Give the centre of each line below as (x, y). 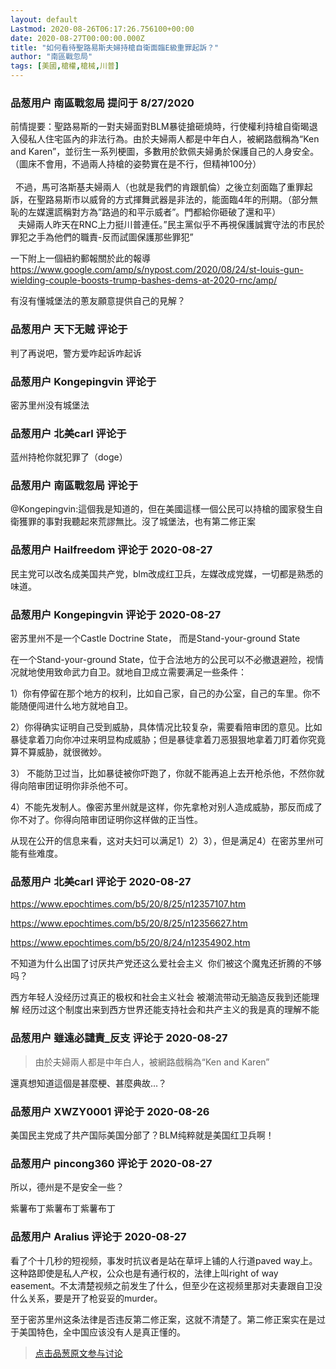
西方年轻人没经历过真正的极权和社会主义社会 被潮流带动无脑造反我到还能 (160, 997)
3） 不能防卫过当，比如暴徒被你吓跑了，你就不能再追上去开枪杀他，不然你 (163, 773)
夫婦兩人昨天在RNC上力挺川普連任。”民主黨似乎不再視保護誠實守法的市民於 (171, 225)
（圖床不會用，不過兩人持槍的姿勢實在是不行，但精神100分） (136, 164)
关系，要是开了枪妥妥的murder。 (95, 1298)
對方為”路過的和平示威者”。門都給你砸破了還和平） (176, 212)
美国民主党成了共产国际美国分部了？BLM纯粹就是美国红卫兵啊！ (142, 1135)
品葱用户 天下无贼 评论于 (69, 329)
